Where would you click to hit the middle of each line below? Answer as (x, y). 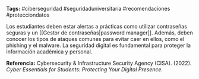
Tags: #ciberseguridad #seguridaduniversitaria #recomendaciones (88, 9)
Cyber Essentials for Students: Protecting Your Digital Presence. (85, 69)
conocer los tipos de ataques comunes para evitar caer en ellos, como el (95, 39)
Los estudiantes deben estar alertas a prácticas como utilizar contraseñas (97, 26)
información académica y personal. (49, 52)
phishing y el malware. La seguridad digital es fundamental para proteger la (99, 45)
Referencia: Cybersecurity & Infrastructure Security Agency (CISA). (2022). (99, 63)
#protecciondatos (28, 15)
